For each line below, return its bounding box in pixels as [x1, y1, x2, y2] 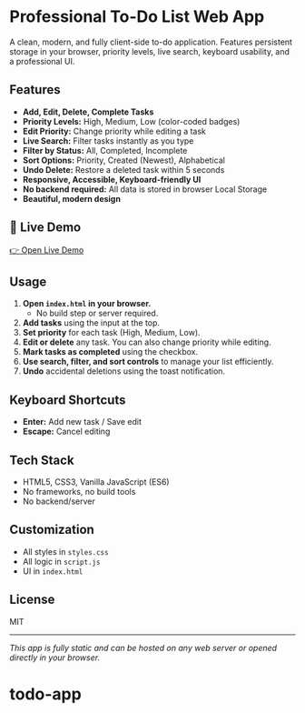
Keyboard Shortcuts [9, 392, 126, 407]
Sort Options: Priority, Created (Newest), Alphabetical [22, 155, 225, 166]
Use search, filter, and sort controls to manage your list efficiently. [22, 356, 274, 367]
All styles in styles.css [22, 546, 109, 557]
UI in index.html [22, 566, 84, 577]
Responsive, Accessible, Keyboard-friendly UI [22, 174, 202, 185]
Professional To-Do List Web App [9, 6, 265, 27]
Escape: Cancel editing [22, 426, 111, 437]
